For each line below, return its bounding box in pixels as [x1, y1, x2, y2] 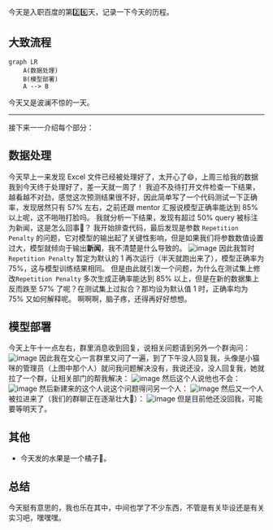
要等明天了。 [8, 404, 51, 414]
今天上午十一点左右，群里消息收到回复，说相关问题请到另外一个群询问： [8, 343, 250, 353]
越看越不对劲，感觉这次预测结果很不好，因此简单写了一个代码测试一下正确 [8, 192, 258, 202]
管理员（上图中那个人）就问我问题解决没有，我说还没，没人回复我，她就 [22, 363, 265, 373]
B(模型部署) [23, 75, 58, 83]
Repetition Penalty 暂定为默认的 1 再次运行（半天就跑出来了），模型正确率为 [8, 253, 265, 263]
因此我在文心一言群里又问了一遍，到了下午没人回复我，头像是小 [39, 353, 253, 363]
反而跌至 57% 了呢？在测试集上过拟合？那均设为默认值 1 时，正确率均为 [8, 283, 249, 293]
